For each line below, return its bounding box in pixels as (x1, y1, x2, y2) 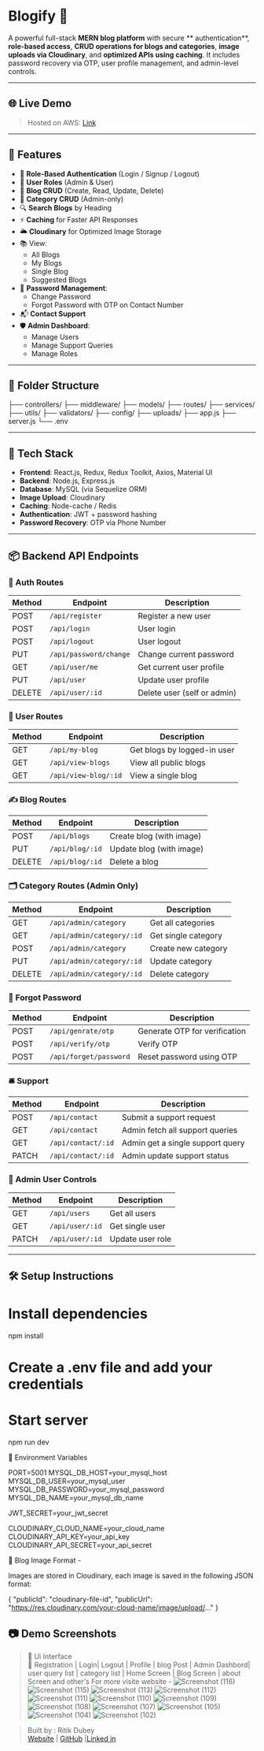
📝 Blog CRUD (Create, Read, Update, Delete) (19, 185, 164, 195)
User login (137, 623, 176, 634)
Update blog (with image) (109, 843, 204, 854)
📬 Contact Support (19, 309, 86, 318)
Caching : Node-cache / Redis (19, 501, 117, 511)
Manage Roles (31, 348, 79, 358)
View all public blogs (129, 757, 206, 768)
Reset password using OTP (137, 1051, 238, 1062)
